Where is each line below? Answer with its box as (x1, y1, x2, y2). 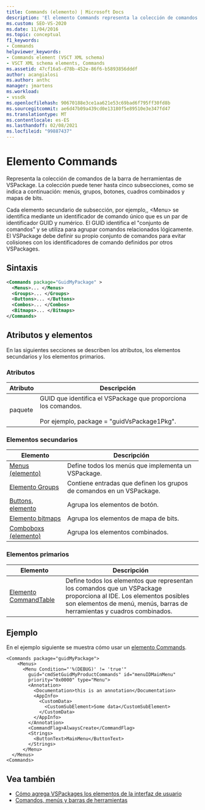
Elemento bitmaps (9, 514, 61, 523)
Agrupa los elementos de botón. (67, 501, 159, 509)
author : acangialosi (6, 72, 59, 78)
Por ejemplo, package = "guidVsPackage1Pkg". (39, 417, 177, 425)
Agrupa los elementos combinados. (67, 528, 169, 537)
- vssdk (6, 94, 26, 100)
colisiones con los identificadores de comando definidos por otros (6, 238, 173, 246)
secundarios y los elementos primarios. (6, 353, 106, 360)
